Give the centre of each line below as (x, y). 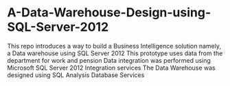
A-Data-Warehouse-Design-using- (109, 13)
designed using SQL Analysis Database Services (76, 75)
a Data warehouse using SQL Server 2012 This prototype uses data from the (115, 53)
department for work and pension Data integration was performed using (109, 60)
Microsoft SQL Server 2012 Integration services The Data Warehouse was (111, 68)
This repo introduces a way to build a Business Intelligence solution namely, (114, 46)
